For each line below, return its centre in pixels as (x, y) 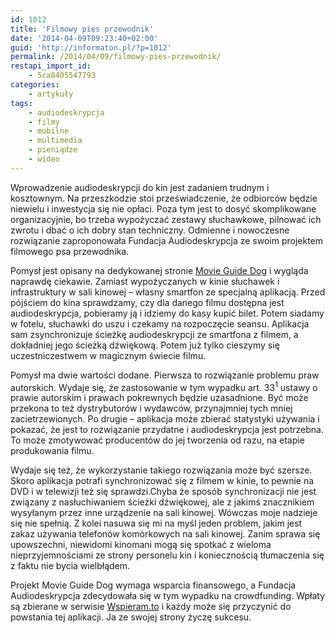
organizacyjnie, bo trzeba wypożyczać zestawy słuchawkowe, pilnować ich (166, 219)
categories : (35, 85)
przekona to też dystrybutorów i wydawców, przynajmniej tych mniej (151, 408)
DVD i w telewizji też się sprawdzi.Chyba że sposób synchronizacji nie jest (163, 492)
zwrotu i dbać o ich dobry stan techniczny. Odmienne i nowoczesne (150, 230)
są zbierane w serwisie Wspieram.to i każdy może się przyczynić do (151, 607)
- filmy (44, 122)
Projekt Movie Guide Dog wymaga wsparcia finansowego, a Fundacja (153, 585)
